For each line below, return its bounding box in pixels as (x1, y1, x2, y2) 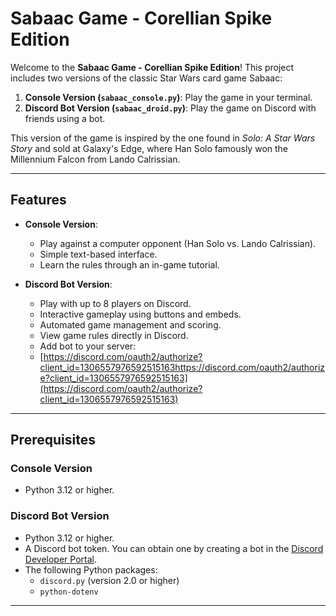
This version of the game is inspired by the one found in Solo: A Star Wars (10, 132, 316, 144)
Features (10, 192, 67, 209)
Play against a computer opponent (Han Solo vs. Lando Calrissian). (39, 237, 317, 249)
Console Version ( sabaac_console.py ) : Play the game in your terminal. (24, 91, 313, 103)
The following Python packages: (24, 563, 158, 576)
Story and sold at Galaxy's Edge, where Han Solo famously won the (10, 142, 288, 154)
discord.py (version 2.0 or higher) (39, 574, 180, 586)
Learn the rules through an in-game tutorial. (39, 258, 220, 271)
